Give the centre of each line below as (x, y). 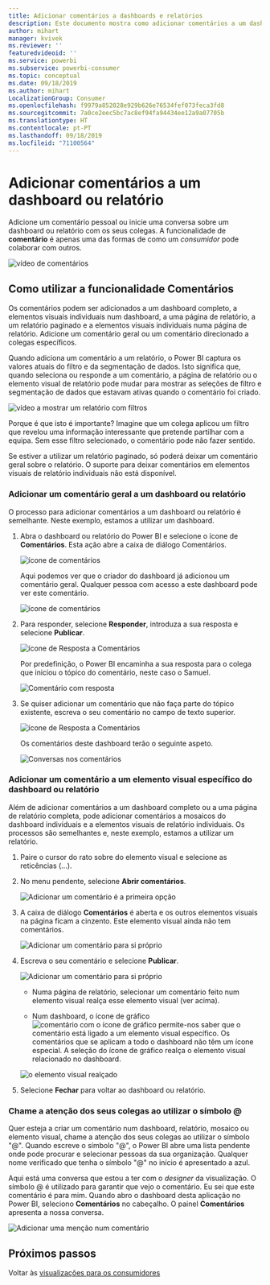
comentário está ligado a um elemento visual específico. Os (131, 1033)
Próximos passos (52, 1253)
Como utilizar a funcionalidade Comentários (121, 289)
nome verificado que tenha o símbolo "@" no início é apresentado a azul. (129, 1163)
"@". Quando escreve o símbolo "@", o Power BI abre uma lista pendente (129, 1146)
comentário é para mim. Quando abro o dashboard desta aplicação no (125, 1196)
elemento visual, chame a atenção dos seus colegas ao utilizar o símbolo (129, 1137)
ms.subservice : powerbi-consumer (64, 68)
